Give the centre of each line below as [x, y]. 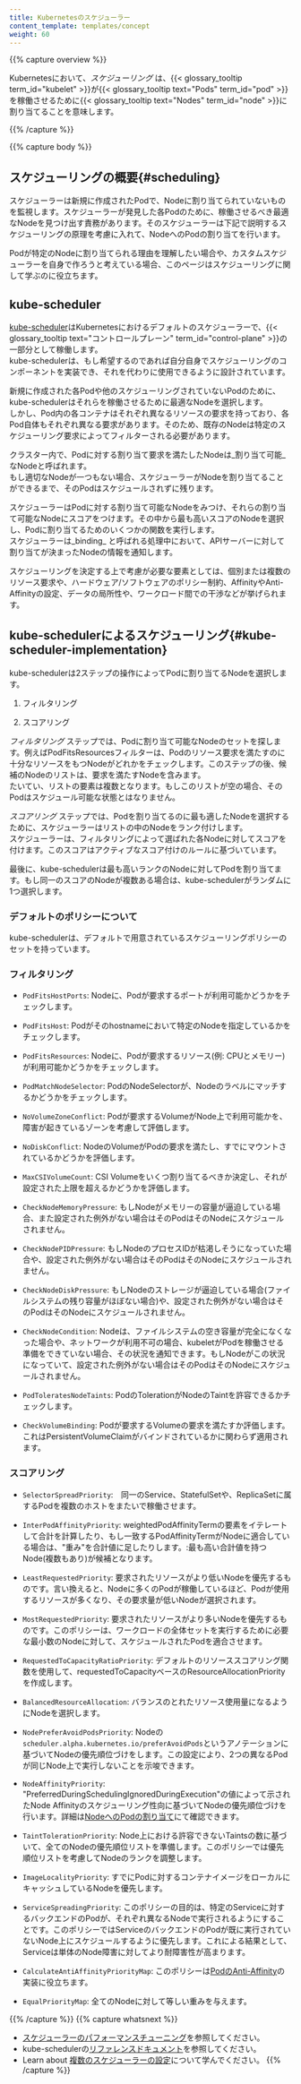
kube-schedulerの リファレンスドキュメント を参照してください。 [142, 2048]
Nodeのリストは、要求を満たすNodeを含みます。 [115, 775]
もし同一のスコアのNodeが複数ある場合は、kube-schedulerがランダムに [157, 879]
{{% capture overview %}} [58, 60]
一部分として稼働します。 [56, 349]
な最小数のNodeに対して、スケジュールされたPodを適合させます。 [142, 1641]
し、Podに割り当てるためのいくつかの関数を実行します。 [114, 530]
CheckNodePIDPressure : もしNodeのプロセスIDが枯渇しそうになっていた [153, 1248]
